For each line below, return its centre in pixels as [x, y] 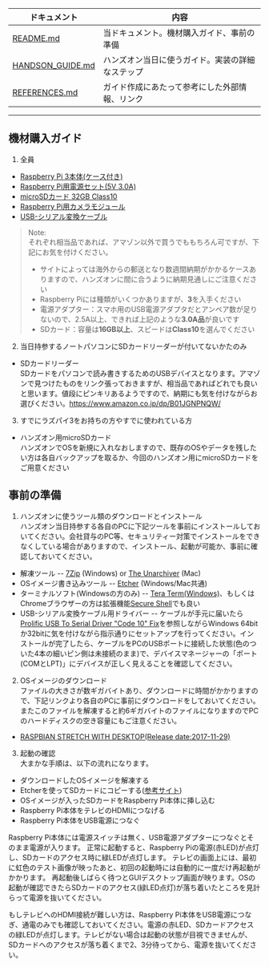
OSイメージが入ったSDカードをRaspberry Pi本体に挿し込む [117, 800]
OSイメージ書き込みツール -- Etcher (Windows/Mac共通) [114, 583]
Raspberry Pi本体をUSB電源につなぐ [80, 820]
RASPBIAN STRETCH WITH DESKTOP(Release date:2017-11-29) [125, 736]
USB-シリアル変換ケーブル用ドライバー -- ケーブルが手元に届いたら [132, 613]
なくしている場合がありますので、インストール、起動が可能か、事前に [135, 546]
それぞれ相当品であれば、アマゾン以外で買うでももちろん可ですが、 [140, 242]
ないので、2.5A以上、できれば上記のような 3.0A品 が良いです [140, 319]
